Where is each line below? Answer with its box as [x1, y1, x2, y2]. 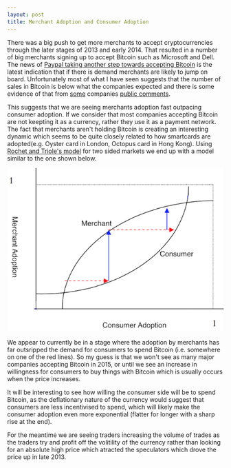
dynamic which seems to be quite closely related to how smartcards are [7, 132, 211, 141]
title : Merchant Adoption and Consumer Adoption [7, 18, 149, 26]
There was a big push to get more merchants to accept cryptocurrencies [7, 38, 213, 46]
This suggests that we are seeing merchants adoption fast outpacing [7, 103, 202, 111]
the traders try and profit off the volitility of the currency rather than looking [7, 438, 221, 446]
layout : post [7, 11, 45, 18]
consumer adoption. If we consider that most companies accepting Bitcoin [7, 110, 219, 119]
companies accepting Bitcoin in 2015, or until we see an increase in [7, 360, 197, 368]
